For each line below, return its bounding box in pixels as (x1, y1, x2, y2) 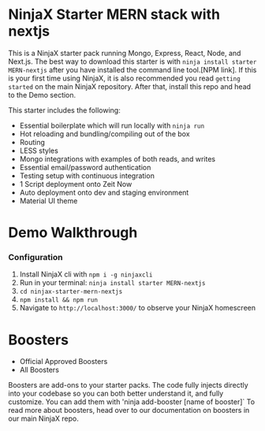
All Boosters (19, 365, 59, 375)
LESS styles (19, 146, 59, 155)
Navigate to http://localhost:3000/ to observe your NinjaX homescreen (19, 303, 256, 313)
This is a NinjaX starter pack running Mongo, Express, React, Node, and (8, 48, 241, 58)
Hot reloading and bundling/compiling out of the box (19, 128, 191, 139)
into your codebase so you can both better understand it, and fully (8, 388, 224, 399)
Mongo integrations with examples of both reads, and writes (19, 154, 215, 163)
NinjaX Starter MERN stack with (8, 6, 221, 24)
